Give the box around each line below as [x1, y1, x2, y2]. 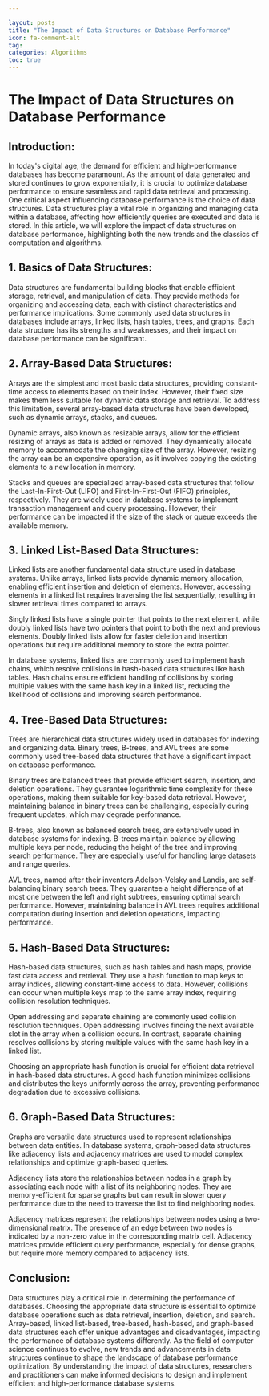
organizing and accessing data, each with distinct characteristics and [8, 299, 238, 309]
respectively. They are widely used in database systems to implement [8, 495, 239, 504]
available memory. [8, 520, 69, 530]
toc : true [8, 56, 42, 64]
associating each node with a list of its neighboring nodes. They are [8, 1182, 232, 1191]
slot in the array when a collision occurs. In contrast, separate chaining [8, 1029, 242, 1039]
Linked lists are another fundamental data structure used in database [8, 565, 236, 574]
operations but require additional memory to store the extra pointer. [8, 640, 231, 650]
